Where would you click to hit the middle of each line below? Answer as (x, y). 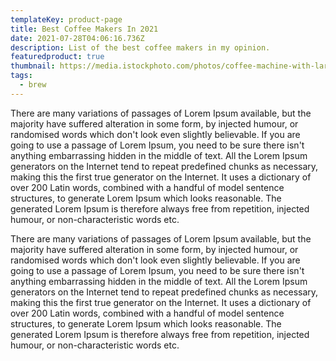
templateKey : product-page (66, 19)
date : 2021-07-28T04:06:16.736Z (77, 38)
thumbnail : (33, 66)
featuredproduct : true (57, 57)
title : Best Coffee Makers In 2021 (84, 29)
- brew (33, 85)
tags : (21, 76)
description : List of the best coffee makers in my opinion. (140, 47)
